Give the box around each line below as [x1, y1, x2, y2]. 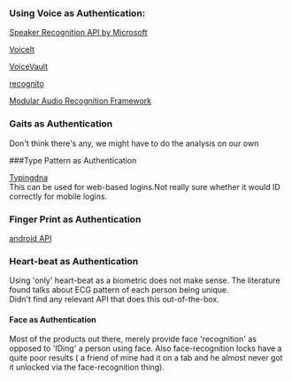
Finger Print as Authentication [9, 213, 142, 225]
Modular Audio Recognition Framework [9, 95, 152, 106]
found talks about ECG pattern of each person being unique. [9, 285, 230, 295]
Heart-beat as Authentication [9, 255, 139, 267]
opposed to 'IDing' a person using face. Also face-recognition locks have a [9, 343, 282, 354]
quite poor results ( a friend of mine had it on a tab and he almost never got [9, 353, 283, 363]
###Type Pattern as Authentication [9, 155, 137, 165]
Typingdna [9, 171, 49, 183]
